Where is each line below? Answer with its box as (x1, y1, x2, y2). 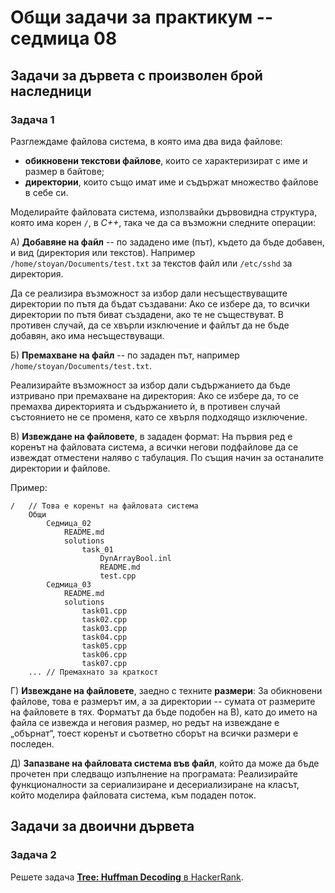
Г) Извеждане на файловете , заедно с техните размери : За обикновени (10, 684, 323, 696)
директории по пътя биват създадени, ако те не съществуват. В (10, 308, 284, 320)
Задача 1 (10, 112, 55, 126)
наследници (10, 82, 92, 100)
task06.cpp (81, 649, 128, 660)
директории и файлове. (10, 462, 111, 474)
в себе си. (24, 186, 69, 198)
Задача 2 (10, 848, 57, 862)
